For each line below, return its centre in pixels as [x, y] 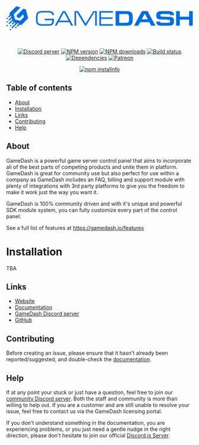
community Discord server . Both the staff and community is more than [92, 399]
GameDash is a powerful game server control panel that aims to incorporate [99, 160]
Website [25, 301]
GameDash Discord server [47, 314]
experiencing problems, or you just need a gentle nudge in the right [88, 429]
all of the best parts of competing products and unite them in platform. [92, 167]
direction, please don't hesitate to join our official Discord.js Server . [88, 435]
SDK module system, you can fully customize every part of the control [92, 210]
